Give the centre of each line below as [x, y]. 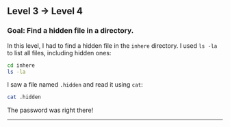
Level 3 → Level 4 [45, 11]
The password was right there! [50, 110]
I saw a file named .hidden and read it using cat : [75, 85]
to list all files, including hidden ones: [59, 53]
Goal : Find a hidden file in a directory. [71, 31]
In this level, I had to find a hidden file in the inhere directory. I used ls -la [112, 45]
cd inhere [21, 65]
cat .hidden [24, 97]
